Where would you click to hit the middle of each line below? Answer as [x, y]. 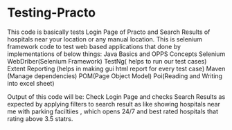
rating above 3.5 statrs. [40, 118]
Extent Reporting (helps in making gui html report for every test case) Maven [116, 68]
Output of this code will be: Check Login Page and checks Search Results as [116, 96]
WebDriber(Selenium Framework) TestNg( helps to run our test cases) [107, 61]
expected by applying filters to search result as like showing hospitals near [114, 104]
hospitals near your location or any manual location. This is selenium [105, 39]
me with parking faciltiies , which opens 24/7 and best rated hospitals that [113, 111]
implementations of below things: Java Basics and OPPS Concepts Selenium [116, 54]
